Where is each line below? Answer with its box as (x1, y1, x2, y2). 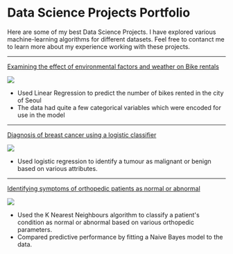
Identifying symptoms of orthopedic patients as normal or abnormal (7, 184, 201, 192)
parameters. (17, 225, 53, 233)
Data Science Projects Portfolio (7, 5, 191, 21)
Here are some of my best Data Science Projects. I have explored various (7, 28, 216, 36)
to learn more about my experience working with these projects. (7, 42, 191, 51)
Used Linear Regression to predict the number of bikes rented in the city (17, 89, 224, 97)
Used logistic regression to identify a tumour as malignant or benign (17, 157, 212, 165)
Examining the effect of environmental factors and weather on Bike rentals (7, 62, 220, 71)
